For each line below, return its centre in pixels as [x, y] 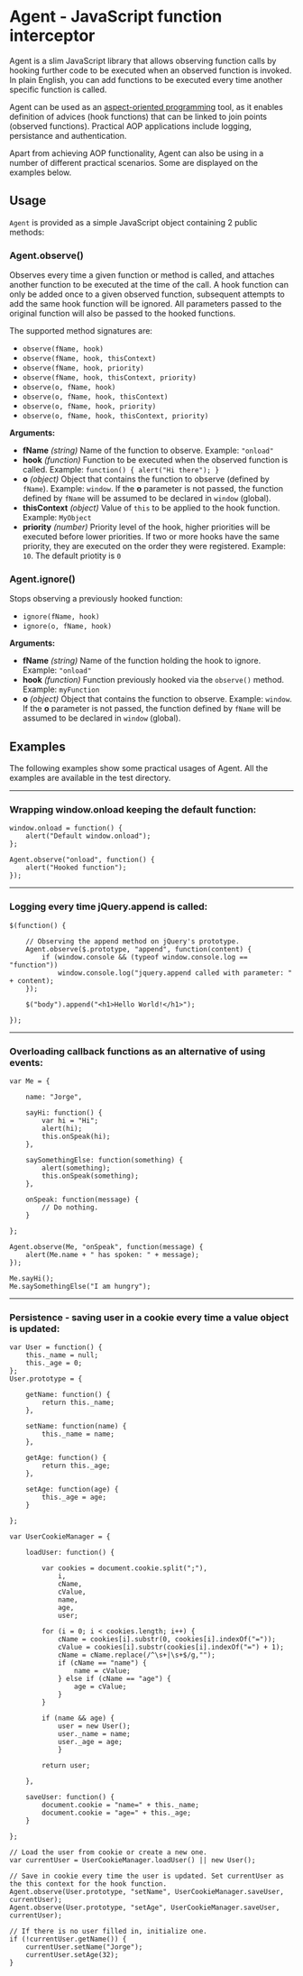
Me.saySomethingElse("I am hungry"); [80, 1287]
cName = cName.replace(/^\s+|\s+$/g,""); [137, 1655]
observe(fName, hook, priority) [83, 368]
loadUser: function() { [70, 1553]
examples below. [41, 172]
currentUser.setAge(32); [72, 1955]
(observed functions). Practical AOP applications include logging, [131, 126]
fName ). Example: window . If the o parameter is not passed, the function [153, 489]
